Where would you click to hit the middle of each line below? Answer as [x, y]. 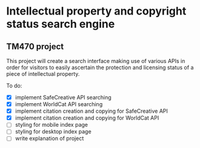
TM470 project [35, 46]
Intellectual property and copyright [96, 11]
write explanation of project [49, 138]
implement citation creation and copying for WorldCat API [87, 118]
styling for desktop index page [53, 132]
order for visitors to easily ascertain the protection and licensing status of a [100, 67]
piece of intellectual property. [43, 74]
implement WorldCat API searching [59, 104]
